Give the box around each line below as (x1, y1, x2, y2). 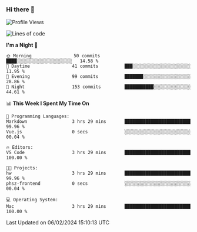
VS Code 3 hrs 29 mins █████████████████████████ (6, 150, 191, 156)
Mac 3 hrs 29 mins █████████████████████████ (6, 204, 191, 210)
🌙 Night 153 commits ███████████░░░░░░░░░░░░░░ (6, 84, 191, 90)
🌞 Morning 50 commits (6, 53, 101, 59)
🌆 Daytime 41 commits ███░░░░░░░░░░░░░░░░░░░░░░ (6, 63, 191, 70)
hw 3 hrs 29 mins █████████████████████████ (6, 171, 191, 177)
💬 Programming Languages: (6, 113, 69, 120)
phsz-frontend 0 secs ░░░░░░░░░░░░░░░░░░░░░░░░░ (6, 181, 191, 187)
